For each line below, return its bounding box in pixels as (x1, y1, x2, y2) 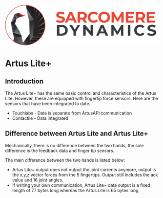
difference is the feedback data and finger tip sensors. (5, 148, 115, 154)
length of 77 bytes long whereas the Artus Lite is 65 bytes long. (12, 187, 140, 193)
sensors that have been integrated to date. (5, 100, 91, 107)
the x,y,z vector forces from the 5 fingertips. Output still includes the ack (12, 172, 158, 177)
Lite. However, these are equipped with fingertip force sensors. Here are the (5, 95, 158, 101)
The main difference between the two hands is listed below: (5, 157, 125, 163)
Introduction (5, 77, 44, 86)
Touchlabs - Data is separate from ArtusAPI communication (12, 110, 132, 116)
